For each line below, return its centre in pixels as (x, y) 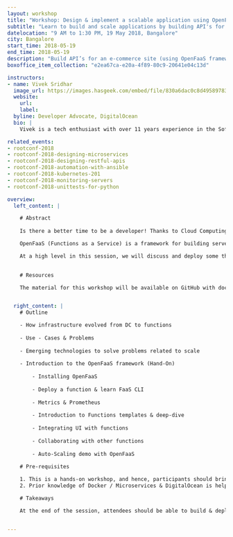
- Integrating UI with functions (80, 428)
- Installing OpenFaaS (65, 377)
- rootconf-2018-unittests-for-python (63, 187)
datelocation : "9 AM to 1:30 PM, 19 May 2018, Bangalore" (93, 33)
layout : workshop (32, 14)
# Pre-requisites (45, 467)
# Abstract (35, 218)
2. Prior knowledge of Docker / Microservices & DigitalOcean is (116, 486)
